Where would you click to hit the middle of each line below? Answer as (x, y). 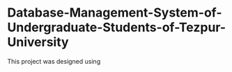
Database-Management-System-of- (115, 13)
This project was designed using (54, 61)
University (38, 42)
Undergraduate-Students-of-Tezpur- (117, 27)
